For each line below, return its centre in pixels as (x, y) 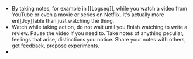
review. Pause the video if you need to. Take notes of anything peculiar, (98, 33)
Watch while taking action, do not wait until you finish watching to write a (99, 27)
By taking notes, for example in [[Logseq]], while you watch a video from (99, 8)
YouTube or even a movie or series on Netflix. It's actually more (88, 15)
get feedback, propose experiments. (55, 46)
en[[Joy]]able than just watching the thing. (63, 21)
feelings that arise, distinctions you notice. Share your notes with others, (99, 39)
